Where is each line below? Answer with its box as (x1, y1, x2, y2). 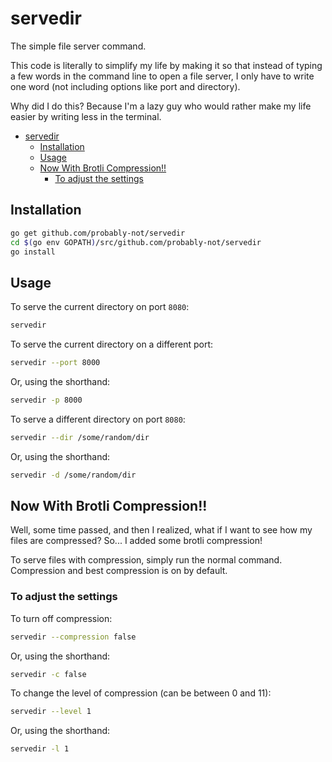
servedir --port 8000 (10, 358, 101, 368)
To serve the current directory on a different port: (10, 338, 214, 351)
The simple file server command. (10, 40, 147, 52)
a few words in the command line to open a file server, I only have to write (10, 70, 315, 82)
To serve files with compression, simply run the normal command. (10, 554, 283, 566)
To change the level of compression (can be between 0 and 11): (10, 687, 272, 699)
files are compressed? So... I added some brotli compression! (10, 535, 263, 547)
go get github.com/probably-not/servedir (10, 228, 186, 238)
